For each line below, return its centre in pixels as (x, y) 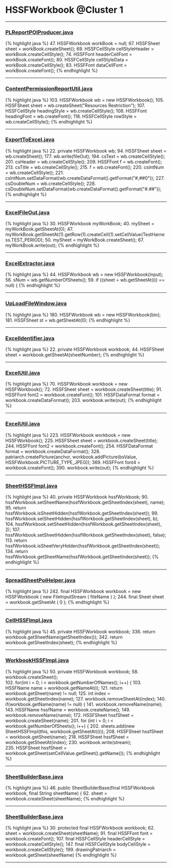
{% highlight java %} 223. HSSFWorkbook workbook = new (68, 435)
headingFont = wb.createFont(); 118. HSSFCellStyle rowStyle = (71, 116)
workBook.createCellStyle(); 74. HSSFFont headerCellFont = (69, 54)
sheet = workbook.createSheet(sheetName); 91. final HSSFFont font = (79, 833)
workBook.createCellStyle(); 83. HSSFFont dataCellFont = (66, 65)
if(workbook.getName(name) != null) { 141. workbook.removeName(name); (84, 704)
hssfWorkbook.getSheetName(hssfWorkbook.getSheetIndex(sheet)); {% (82, 557)
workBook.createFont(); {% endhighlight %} (52, 71)
